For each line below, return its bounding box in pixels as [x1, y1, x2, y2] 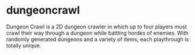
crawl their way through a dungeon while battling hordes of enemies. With [6, 29, 189, 36]
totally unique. [6, 42, 41, 49]
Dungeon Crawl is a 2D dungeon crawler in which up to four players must [6, 23, 187, 30]
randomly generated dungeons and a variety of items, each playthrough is [6, 35, 190, 43]
